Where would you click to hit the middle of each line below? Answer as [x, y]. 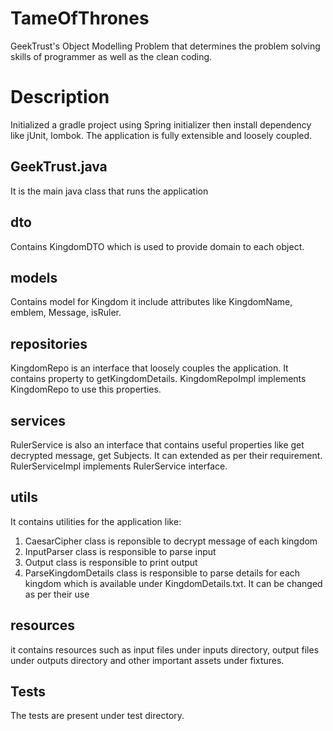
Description [60, 97]
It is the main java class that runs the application [109, 191]
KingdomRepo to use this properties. [86, 389]
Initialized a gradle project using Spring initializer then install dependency [161, 124]
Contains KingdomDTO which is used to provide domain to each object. [157, 246]
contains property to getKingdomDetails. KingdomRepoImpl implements [158, 379]
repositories [49, 343]
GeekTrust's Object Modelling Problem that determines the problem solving [165, 46]
